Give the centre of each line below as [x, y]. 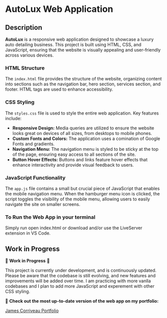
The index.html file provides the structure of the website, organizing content [83, 79]
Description [24, 28]
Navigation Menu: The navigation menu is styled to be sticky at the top [85, 149]
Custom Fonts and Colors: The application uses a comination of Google [86, 138]
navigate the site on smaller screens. [43, 204]
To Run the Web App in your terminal [50, 217]
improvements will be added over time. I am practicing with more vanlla [78, 281]
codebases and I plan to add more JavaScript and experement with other [80, 286]
